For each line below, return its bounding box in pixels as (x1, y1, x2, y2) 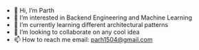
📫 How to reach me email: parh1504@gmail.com (13, 36, 153, 43)
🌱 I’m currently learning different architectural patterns (13, 21, 169, 28)
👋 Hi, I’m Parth (13, 7, 55, 14)
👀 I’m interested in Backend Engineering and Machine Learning (13, 14, 193, 22)
